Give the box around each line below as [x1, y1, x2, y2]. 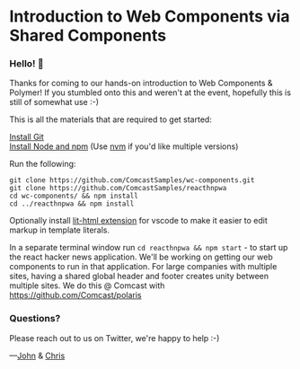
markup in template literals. [9, 224, 110, 235]
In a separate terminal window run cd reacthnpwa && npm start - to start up [9, 242, 288, 253]
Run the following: [9, 159, 76, 170]
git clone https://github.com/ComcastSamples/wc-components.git [9, 176, 255, 185]
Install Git [9, 132, 45, 143]
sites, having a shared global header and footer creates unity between [9, 271, 269, 282]
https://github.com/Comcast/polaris [9, 290, 142, 301]
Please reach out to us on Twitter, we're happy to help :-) [9, 332, 220, 343]
